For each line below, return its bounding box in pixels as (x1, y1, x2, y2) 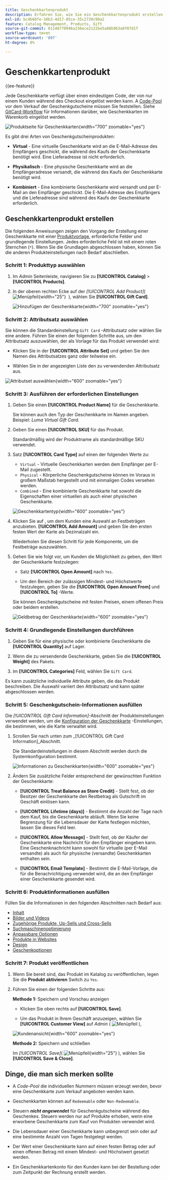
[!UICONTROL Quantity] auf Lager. (12, 643, 86, 649)
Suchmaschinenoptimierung (12, 926, 71, 932)
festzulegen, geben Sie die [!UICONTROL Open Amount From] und (20, 584, 160, 590)
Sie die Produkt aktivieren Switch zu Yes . (12, 976, 99, 982)
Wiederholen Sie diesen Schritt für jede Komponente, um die (12, 538, 138, 544)
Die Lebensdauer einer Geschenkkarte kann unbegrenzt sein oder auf (12, 1128, 157, 1134)
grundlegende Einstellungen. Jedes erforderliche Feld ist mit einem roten (5, 238, 156, 244)
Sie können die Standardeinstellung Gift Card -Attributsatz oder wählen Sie (5, 327, 162, 333)
